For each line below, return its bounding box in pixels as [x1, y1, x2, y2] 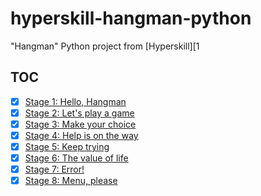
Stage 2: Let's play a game [24, 107, 135, 119]
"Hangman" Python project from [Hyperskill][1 [10, 40, 200, 52]
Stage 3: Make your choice [24, 118, 137, 130]
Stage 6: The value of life [24, 152, 129, 164]
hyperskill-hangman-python [10, 7, 252, 30]
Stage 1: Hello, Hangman [24, 95, 127, 107]
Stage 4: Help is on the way [24, 129, 139, 141]
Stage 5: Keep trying [24, 141, 110, 152]
